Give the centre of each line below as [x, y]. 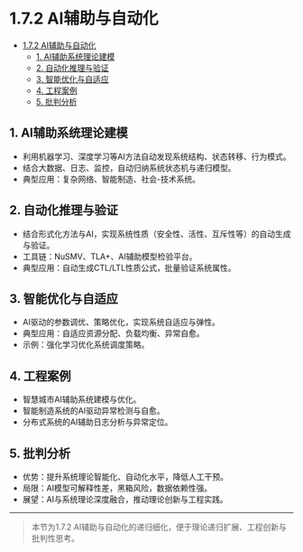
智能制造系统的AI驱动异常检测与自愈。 [93, 411]
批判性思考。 [55, 538]
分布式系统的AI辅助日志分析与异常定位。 [97, 422]
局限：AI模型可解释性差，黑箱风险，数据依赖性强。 [117, 488]
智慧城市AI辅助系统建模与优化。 [82, 399]
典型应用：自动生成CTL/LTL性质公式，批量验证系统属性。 [129, 267]
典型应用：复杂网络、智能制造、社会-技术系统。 [111, 179]
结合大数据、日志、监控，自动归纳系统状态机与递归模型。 [129, 167]
